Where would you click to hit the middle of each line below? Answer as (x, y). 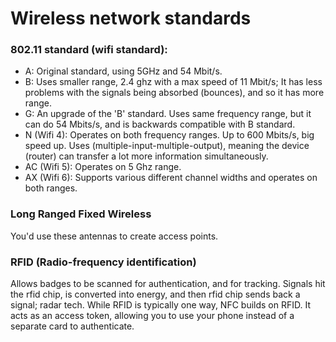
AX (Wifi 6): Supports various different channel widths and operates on (171, 178)
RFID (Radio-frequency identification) (103, 262)
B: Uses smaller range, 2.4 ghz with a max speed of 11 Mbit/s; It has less (173, 82)
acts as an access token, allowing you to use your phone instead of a (152, 316)
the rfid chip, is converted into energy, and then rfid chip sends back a (155, 294)
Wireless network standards (131, 18)
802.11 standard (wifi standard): (89, 50)
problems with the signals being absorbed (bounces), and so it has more (174, 93)
